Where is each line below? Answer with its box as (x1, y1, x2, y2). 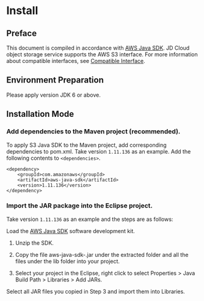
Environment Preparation (6, 75, 104, 86)
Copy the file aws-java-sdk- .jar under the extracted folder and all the (15, 251, 189, 258)
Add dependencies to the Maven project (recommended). (6, 127, 181, 136)
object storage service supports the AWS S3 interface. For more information (6, 51, 198, 58)
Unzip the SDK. (15, 239, 54, 247)
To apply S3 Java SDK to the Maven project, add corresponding (6, 141, 167, 149)
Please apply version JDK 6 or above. (6, 91, 101, 98)
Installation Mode (6, 109, 75, 119)
